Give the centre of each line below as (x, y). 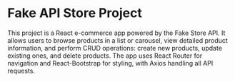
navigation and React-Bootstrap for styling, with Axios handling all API (110, 63)
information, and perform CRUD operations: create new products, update (115, 48)
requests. (21, 71)
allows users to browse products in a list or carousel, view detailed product (118, 40)
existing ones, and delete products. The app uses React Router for (105, 56)
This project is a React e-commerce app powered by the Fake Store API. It (116, 33)
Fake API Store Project (75, 13)
